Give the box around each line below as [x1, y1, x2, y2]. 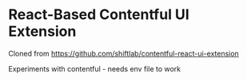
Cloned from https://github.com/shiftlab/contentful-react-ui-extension [8, 48, 240, 58]
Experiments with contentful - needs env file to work [8, 64, 181, 73]
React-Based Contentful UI [8, 6, 189, 24]
